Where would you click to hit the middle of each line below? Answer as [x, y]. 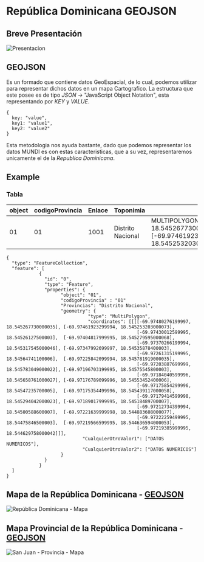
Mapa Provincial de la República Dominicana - [95, 528]
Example [23, 177]
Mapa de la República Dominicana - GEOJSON [95, 494]
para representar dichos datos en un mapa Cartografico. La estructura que [100, 88]
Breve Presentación [44, 34]
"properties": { [65, 290]
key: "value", [29, 118]
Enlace [98, 210]
